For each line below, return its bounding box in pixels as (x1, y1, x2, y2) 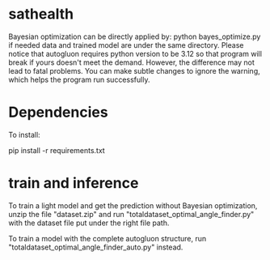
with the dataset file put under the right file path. (8, 218, 170, 228)
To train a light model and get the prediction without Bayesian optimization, (8, 200, 258, 211)
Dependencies (8, 103, 108, 121)
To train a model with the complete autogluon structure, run (8, 233, 207, 243)
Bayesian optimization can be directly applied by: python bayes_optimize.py (8, 32, 261, 41)
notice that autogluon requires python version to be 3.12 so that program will (8, 49, 263, 58)
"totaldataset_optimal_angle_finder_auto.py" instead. (8, 242, 184, 252)
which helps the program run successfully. (8, 75, 150, 84)
